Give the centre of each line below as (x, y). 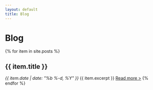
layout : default (21, 9)
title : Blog (17, 14)
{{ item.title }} (26, 67)
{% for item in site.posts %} (33, 51)
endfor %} (15, 83)
